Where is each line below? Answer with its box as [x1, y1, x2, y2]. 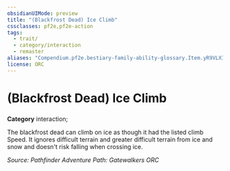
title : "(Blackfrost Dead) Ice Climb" [7, 16, 118, 23]
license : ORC [7, 61, 44, 68]
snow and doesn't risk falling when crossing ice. [7, 142, 144, 150]
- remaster [13, 49, 44, 55]
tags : [7, 29, 23, 36]
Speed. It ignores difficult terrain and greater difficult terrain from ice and [7, 135, 214, 144]
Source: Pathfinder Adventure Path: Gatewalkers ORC [7, 155, 159, 164]
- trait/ [13, 36, 38, 42]
